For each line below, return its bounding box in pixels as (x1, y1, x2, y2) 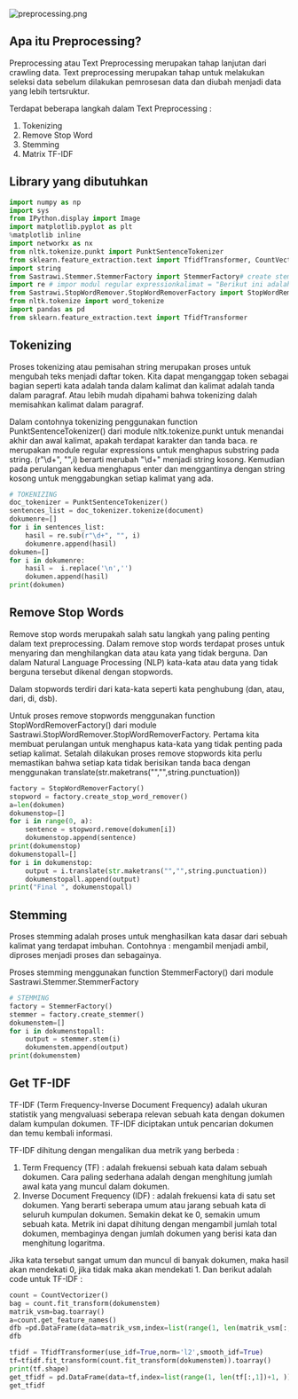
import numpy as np (9, 198, 82, 207)
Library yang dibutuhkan (9, 174, 149, 190)
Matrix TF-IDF (21, 148, 74, 159)
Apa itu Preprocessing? (9, 34, 142, 49)
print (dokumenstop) (9, 842, 82, 851)
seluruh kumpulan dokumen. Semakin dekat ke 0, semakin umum (21, 1209, 261, 1220)
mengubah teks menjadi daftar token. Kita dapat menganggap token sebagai (9, 371, 289, 381)
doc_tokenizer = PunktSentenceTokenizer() (9, 498, 169, 507)
